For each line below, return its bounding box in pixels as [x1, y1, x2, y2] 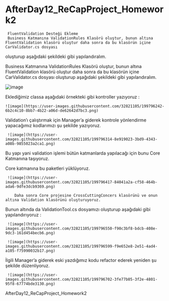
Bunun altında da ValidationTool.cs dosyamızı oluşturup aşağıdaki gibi [5, 206, 151, 212]
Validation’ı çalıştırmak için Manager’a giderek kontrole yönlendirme [5, 117, 147, 123]
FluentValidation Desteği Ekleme [7, 31, 79, 36]
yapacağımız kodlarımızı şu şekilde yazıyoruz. [5, 122, 102, 128]
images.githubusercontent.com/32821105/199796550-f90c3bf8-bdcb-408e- [5, 226, 158, 231]
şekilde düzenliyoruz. [5, 262, 50, 268]
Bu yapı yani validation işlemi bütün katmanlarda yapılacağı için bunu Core [5, 150, 160, 156]
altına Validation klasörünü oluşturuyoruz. [5, 197, 101, 202]
